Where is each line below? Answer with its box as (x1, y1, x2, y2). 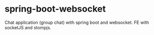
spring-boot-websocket (4, 3, 106, 15)
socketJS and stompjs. (4, 24, 52, 30)
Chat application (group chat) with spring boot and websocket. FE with (4, 19, 150, 25)
